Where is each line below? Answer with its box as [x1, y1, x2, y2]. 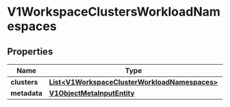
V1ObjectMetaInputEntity [49, 89, 135, 97]
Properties [7, 46, 53, 57]
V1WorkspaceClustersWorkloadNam [7, 4, 221, 20]
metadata [10, 89, 42, 97]
